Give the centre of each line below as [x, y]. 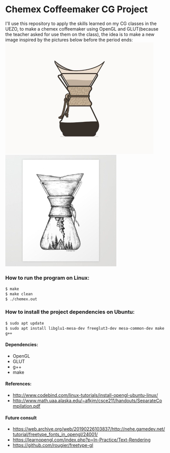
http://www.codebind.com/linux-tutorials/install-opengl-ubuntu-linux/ [85, 395]
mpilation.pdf [26, 406]
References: [19, 384]
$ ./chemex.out [21, 299]
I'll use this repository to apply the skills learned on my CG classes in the [81, 23]
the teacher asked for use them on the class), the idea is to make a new [80, 34]
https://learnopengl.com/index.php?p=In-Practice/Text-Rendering [81, 440]
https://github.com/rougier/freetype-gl [53, 445]
